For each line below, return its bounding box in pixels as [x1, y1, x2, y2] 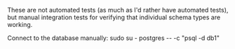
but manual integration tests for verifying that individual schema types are [7, 13, 221, 21]
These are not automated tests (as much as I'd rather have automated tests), [7, 6, 229, 14]
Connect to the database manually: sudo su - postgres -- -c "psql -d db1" [7, 34, 220, 42]
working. [7, 21, 33, 28]
